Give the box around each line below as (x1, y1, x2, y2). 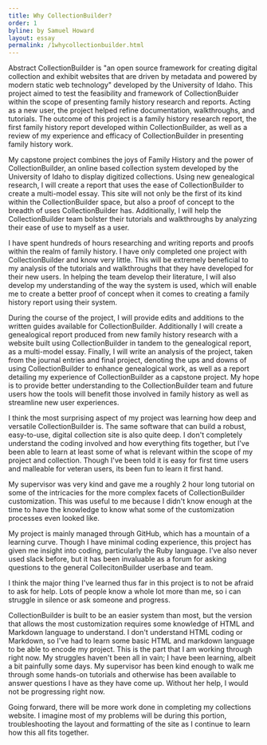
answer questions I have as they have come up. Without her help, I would (8, 679, 249, 688)
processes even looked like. (8, 514, 100, 523)
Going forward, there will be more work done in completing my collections (8, 703, 252, 712)
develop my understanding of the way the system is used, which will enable (8, 281, 257, 290)
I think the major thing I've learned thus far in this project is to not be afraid (8, 578, 253, 588)
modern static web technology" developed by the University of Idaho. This (8, 81, 253, 90)
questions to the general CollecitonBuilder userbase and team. (8, 563, 214, 573)
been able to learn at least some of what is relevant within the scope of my (8, 447, 253, 457)
